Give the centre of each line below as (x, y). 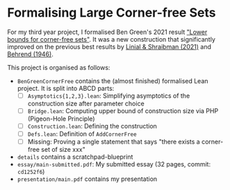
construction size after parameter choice (86, 103)
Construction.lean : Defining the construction (92, 126)
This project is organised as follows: (59, 67)
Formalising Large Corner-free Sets (112, 13)
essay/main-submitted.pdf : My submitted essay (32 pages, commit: (114, 164)
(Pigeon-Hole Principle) (61, 119)
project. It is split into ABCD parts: (66, 88)
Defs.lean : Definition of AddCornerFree (82, 134)
